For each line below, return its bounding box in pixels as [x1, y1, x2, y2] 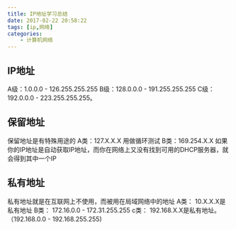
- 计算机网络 [20, 37, 53, 44]
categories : [7, 30, 43, 38]
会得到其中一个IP [7, 154, 57, 163]
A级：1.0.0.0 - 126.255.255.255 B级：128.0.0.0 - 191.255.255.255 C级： [7, 84, 215, 93]
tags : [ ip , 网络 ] [7, 23, 53, 30]
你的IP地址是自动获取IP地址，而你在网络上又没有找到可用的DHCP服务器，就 [7, 145, 229, 154]
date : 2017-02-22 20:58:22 [7, 17, 87, 24]
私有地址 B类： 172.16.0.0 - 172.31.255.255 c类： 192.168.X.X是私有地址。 [7, 206, 221, 214]
